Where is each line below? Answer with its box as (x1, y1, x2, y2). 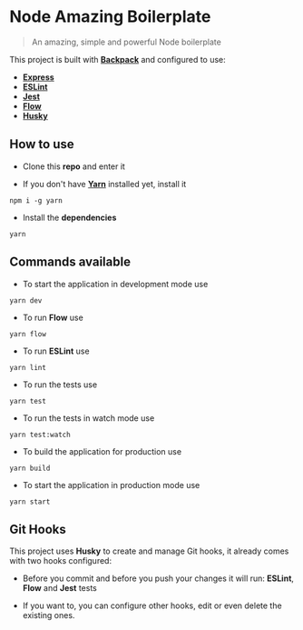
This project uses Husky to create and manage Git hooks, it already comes (9, 545, 289, 556)
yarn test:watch (9, 430, 71, 439)
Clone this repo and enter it (22, 161, 125, 172)
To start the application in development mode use (22, 278, 209, 289)
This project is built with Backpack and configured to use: (9, 54, 227, 65)
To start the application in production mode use (22, 479, 200, 490)
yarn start (9, 497, 51, 506)
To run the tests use (22, 379, 98, 390)
